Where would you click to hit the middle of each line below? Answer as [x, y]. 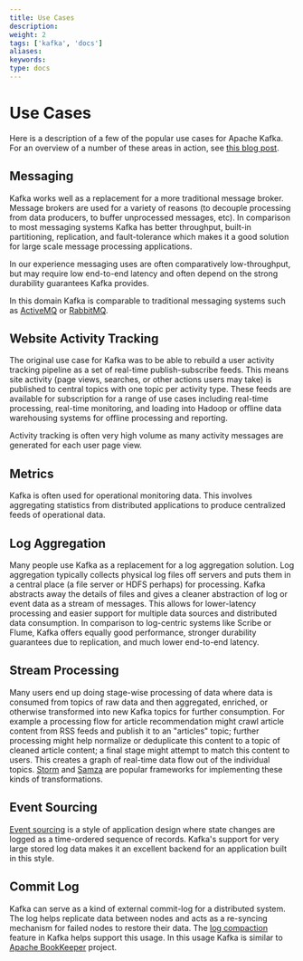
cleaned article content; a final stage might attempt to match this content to [150, 750]
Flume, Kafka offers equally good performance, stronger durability [133, 633]
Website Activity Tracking [84, 339]
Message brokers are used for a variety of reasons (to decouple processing [150, 207]
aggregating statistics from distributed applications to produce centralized [148, 505]
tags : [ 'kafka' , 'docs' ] [56, 43]
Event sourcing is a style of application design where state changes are [142, 829]
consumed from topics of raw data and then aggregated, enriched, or [139, 702]
